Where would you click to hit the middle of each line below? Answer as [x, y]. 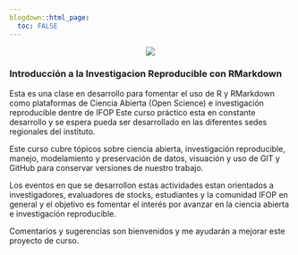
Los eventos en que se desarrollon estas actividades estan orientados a [142, 185]
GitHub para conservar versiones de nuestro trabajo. [106, 167]
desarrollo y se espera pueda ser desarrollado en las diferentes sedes [138, 122]
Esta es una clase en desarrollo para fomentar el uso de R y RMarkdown [142, 93]
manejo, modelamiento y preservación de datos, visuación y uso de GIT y [145, 158]
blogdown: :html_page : [50, 17]
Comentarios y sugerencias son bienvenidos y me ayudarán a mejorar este [147, 231]
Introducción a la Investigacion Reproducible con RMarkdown [146, 74]
